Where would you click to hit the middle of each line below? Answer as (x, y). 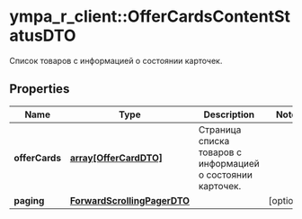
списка (214, 141)
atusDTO (43, 36)
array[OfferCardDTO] (116, 158)
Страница (220, 130)
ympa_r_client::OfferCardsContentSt (150, 17)
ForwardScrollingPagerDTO (130, 200)
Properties (40, 89)
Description (229, 114)
